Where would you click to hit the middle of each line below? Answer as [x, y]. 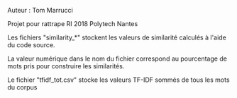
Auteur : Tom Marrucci [40, 10]
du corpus [22, 87]
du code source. [31, 45]
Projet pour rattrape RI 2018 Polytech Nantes [73, 24]
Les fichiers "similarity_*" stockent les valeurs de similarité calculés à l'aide [117, 37]
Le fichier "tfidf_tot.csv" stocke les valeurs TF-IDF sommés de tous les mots [118, 80]
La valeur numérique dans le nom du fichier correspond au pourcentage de [117, 59]
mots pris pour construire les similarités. [66, 66]
